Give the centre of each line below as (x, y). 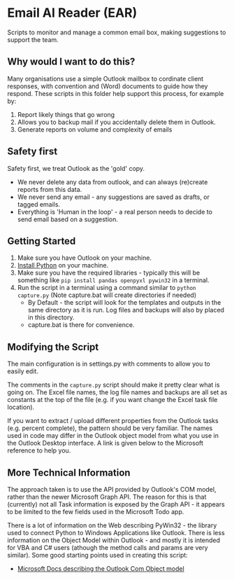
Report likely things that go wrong (66, 114)
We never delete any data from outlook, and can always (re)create (112, 182)
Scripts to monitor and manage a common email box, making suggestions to (117, 32)
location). (21, 407)
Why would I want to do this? (71, 62)
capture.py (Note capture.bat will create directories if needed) (107, 295)
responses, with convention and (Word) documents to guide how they (108, 86)
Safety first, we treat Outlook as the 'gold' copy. (76, 168)
